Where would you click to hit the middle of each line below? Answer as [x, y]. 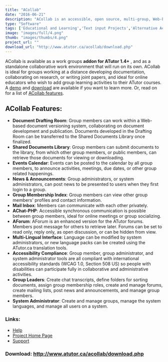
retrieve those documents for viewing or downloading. [68, 158]
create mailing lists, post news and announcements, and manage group [86, 291]
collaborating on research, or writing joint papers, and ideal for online [76, 77]
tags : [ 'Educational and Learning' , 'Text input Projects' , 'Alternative [81, 28]
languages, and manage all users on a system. [60, 306]
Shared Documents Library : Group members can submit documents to [85, 147]
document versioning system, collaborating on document [85, 126]
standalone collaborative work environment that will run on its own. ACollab [83, 66]
